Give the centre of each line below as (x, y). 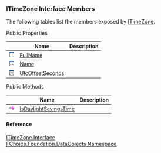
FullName (31, 56)
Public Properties (27, 33)
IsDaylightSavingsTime (47, 109)
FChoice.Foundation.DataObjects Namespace (61, 144)
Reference (19, 124)
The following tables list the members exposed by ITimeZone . (81, 22)
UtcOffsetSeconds (42, 73)
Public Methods (25, 87)
